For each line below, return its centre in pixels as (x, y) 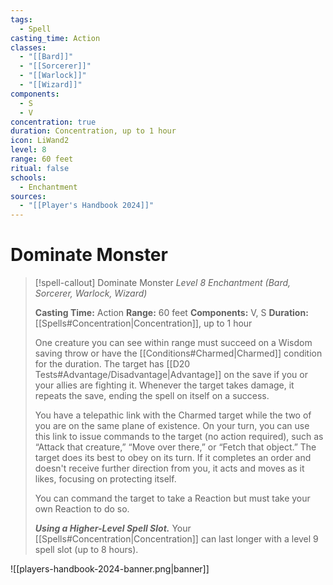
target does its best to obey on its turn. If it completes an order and (173, 458)
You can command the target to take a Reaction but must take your (172, 498)
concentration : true (53, 122)
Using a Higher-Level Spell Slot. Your (113, 528)
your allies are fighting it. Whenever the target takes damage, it (164, 385)
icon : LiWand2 (40, 141)
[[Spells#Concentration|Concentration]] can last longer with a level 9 (176, 539)
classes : (28, 47)
